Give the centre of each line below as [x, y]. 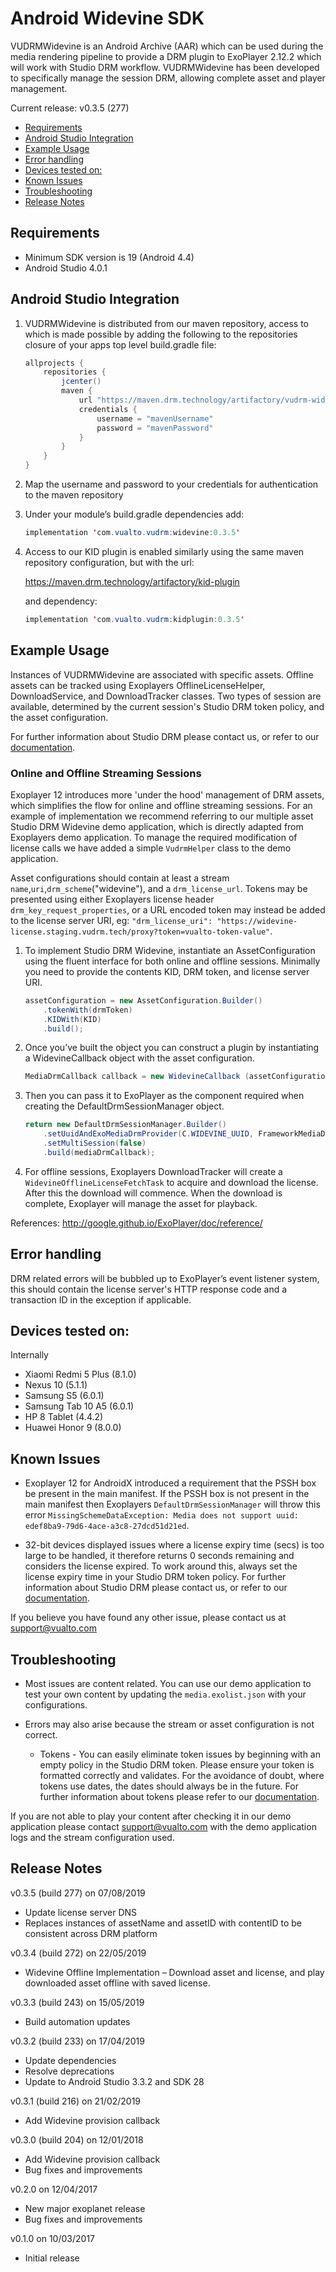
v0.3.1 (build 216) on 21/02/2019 [76, 2101]
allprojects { [54, 363]
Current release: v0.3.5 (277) [70, 108]
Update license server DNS [81, 1912]
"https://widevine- [257, 921]
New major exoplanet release [85, 2208]
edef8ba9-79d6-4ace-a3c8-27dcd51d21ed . [107, 1526]
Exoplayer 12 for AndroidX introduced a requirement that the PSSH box [170, 1483]
